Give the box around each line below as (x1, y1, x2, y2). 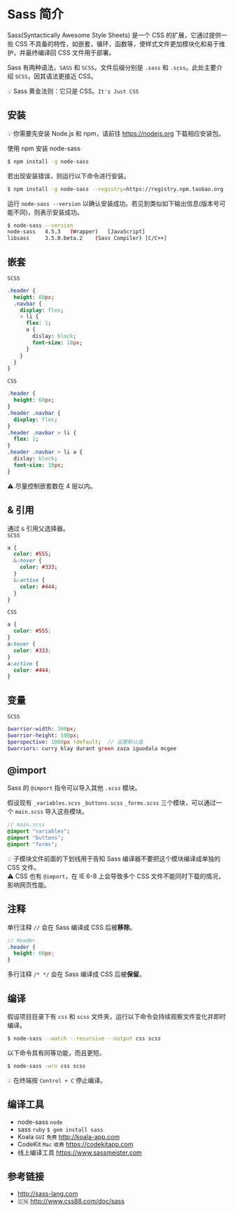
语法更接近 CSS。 (45, 71, 97, 80)
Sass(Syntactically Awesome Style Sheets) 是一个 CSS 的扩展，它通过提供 (7, 31, 222, 39)
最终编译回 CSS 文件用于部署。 (25, 48, 115, 57)
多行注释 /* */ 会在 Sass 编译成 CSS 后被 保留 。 (7, 970, 145, 978)
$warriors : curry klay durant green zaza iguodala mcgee (7, 745, 177, 752)
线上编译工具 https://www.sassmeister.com (17, 1148, 142, 1157)
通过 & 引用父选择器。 (7, 524, 70, 533)
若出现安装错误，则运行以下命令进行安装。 (7, 171, 130, 180)
